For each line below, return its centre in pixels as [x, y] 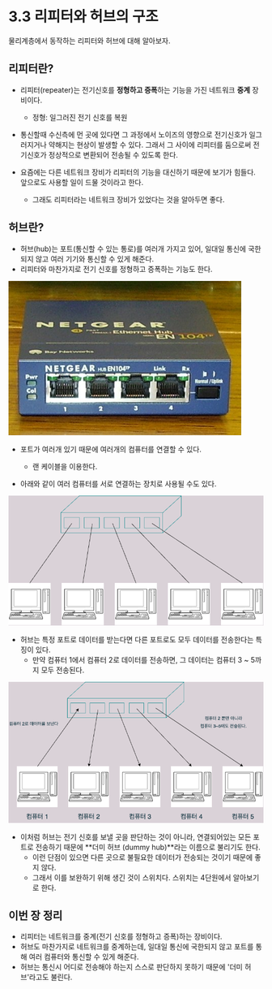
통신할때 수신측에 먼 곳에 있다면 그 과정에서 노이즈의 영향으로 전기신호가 [134, 134]
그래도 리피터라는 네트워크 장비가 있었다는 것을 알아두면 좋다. [128, 199]
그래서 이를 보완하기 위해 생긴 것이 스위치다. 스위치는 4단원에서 [132, 877]
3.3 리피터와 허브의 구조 [84, 17]
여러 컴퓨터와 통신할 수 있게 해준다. [84, 957]
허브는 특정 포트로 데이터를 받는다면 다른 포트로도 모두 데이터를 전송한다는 [137, 639]
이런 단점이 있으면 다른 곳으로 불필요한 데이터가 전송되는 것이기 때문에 [142, 857]
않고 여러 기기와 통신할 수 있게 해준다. [95, 259]
